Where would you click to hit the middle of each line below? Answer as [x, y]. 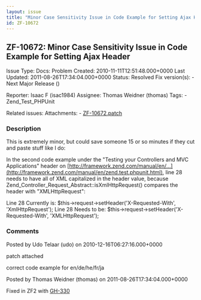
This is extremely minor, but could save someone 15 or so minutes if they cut [100, 142]
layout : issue [24, 12]
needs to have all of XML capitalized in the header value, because [87, 179]
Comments [22, 231]
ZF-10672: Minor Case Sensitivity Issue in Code [97, 47]
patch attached [25, 256]
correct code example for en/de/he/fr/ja [55, 268]
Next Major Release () [33, 84]
